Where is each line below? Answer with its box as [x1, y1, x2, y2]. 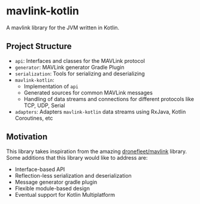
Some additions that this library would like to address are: [6, 154, 148, 161]
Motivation [6, 132, 48, 142]
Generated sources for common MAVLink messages [23, 89, 153, 96]
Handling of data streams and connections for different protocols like [23, 95, 195, 102]
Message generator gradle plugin [14, 178, 98, 185]
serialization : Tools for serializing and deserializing [14, 70, 145, 77]
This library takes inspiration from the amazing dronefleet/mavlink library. [6, 148, 187, 155]
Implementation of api [23, 83, 79, 90]
